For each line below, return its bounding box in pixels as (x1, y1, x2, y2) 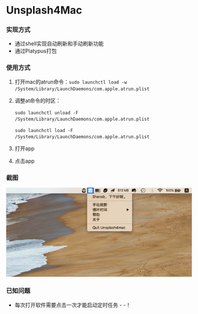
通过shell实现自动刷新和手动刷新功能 (14, 40, 104, 47)
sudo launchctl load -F (14, 127, 74, 133)
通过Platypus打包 (14, 48, 57, 55)
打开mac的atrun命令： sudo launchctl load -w (14, 78, 127, 85)
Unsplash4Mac (6, 4, 82, 17)
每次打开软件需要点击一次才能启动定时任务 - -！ (14, 301, 131, 308)
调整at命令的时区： (14, 97, 61, 104)
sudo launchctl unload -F (14, 110, 78, 115)
